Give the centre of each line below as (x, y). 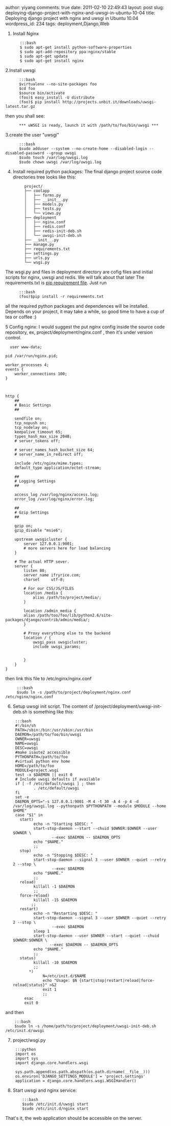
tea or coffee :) (21, 317)
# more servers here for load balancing (67, 548)
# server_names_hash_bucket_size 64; (55, 450)
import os (26, 1054)
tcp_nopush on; (31, 423)
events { (15, 370)
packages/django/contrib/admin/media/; (48, 620)
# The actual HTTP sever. (42, 562)
